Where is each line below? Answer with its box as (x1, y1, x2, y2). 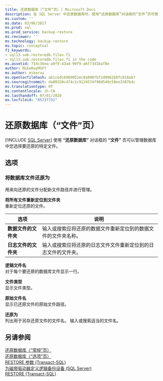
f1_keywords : (5, 48, 32, 53)
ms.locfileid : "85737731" (5, 98, 57, 103)
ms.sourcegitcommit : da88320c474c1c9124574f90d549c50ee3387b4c (5, 79, 136, 84)
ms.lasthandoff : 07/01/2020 (5, 93, 62, 98)
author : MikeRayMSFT (5, 66, 47, 71)
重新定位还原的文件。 (5, 203, 48, 209)
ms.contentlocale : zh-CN (5, 89, 55, 93)
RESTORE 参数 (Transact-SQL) (5, 359, 66, 365)
